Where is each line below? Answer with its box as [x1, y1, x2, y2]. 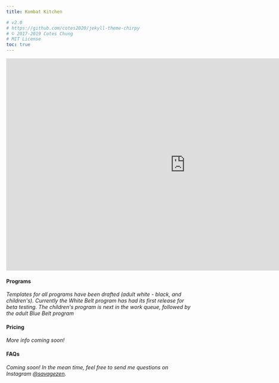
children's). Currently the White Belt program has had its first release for [6, 297, 185, 304]
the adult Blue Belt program [6, 310, 75, 317]
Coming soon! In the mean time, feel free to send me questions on [6, 363, 169, 370]
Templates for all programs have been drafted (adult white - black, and [6, 291, 182, 298]
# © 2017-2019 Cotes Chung [6, 30, 73, 36]
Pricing [6, 323, 25, 331]
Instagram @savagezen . [6, 370, 67, 377]
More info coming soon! [6, 336, 65, 344]
